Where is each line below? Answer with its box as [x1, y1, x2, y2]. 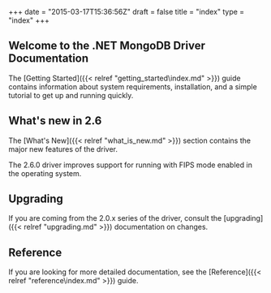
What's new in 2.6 [8, 114, 102, 128]
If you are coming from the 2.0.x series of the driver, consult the [8, 213, 222, 223]
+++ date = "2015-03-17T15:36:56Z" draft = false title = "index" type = [8, 7, 245, 16]
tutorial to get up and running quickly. [8, 90, 134, 100]
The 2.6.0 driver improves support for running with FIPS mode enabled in [8, 160, 253, 170]
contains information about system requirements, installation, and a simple [8, 81, 257, 92]
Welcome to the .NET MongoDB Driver [8, 39, 205, 53]
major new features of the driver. [8, 144, 118, 153]
